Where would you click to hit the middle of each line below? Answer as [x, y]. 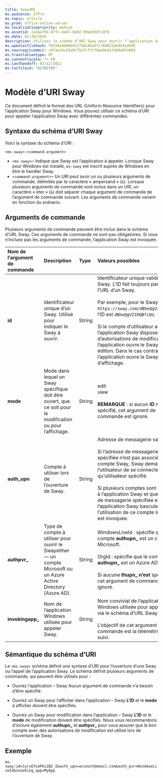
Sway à [52, 332]
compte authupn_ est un [125, 538]
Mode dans [57, 371]
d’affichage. [111, 363]
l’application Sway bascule [128, 506]
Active [51, 581]
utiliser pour [57, 538]
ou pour [53, 425]
